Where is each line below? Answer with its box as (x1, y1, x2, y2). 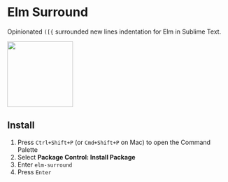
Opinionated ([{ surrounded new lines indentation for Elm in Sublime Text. (7, 27, 222, 36)
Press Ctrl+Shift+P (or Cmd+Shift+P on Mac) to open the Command (17, 138, 211, 146)
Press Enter (17, 167, 52, 176)
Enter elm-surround (17, 160, 73, 169)
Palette (17, 145, 38, 154)
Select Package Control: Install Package (17, 153, 136, 161)
